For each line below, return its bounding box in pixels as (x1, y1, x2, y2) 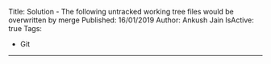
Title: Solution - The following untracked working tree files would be (8, 7, 234, 16)
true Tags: (8, 24, 43, 33)
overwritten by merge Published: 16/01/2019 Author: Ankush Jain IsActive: (8, 15, 254, 25)
